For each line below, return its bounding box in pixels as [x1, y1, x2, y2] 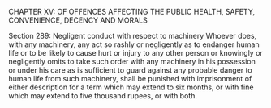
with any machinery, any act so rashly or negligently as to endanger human [8, 39, 260, 49]
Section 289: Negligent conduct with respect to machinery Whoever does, [8, 31, 257, 40]
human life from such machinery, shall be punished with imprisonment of [8, 74, 252, 83]
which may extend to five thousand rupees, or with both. [8, 91, 197, 100]
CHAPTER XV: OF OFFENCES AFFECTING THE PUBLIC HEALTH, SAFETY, [8, 7, 256, 16]
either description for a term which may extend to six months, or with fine [8, 82, 254, 92]
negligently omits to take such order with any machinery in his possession [8, 56, 256, 66]
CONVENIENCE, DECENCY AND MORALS [8, 15, 148, 25]
